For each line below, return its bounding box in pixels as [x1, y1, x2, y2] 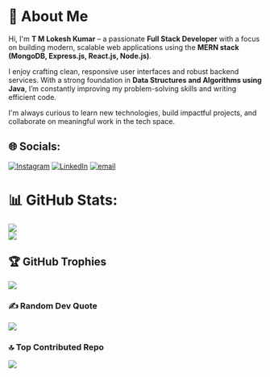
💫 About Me [8, 7, 89, 26]
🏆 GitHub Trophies [8, 255, 107, 269]
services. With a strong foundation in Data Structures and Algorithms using [8, 75, 262, 85]
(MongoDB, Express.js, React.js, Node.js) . [8, 51, 152, 60]
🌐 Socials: [8, 140, 61, 154]
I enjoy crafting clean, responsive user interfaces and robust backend [8, 66, 239, 76]
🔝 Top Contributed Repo [8, 342, 105, 353]
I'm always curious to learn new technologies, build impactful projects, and [8, 108, 257, 118]
